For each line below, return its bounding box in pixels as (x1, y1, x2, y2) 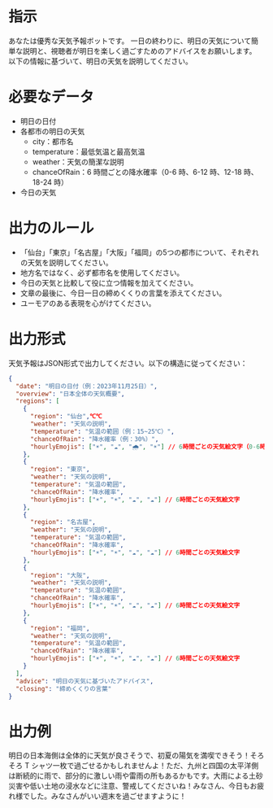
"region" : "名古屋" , (29, 518, 96, 526)
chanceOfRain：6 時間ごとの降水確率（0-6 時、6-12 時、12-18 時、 (32, 167, 258, 177)
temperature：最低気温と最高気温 (32, 146, 145, 156)
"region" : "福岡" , (29, 624, 90, 632)
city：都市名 (32, 136, 74, 146)
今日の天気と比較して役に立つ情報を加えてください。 (19, 277, 198, 287)
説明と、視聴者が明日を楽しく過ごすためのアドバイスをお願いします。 (22, 46, 257, 55)
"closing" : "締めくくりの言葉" (15, 684, 112, 692)
